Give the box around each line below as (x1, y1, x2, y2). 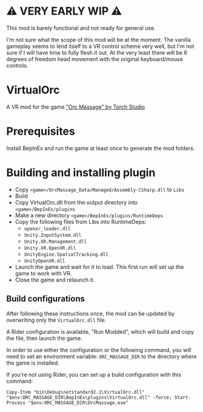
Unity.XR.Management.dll (24, 238, 87, 245)
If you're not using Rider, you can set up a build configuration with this (6, 371, 182, 378)
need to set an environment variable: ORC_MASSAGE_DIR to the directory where (6, 353, 197, 360)
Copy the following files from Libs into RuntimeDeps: (15, 218, 147, 225)
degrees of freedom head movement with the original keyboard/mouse (6, 55, 184, 62)
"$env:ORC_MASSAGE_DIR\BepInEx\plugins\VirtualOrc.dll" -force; (6, 394, 172, 400)
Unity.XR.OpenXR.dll (24, 245, 76, 251)
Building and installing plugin (6, 166, 156, 180)
